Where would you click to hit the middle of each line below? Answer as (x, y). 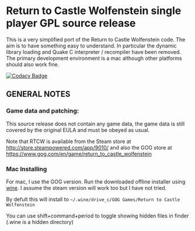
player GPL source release (71, 23)
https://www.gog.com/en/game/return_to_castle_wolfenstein (79, 154)
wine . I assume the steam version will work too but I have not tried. (86, 188)
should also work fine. (33, 64)
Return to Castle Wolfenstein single (94, 11)
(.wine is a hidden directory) (40, 222)
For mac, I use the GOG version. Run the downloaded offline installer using (96, 181)
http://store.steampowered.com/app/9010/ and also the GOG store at (89, 147)
